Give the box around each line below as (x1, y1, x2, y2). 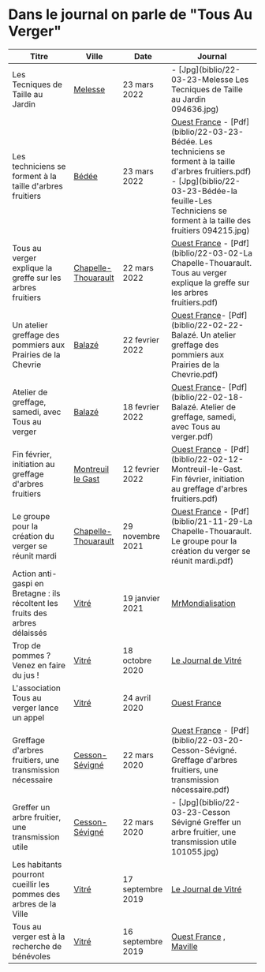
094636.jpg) (170, 103, 219, 114)
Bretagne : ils (12, 588, 61, 599)
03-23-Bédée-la (170, 185, 238, 196)
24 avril (122, 692, 151, 703)
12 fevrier (122, 463, 160, 474)
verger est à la (12, 931, 65, 942)
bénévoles (12, 951, 51, 962)
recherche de (12, 940, 62, 951)
